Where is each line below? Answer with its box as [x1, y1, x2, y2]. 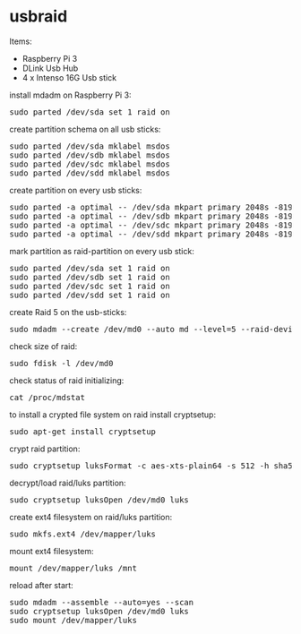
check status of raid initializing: [9, 374, 125, 386]
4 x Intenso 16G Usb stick [21, 72, 117, 82]
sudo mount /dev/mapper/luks [9, 615, 137, 625]
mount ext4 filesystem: [9, 545, 94, 556]
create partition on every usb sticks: [9, 184, 142, 195]
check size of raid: [9, 340, 78, 351]
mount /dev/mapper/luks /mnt [9, 562, 137, 573]
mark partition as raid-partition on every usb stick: [9, 245, 194, 256]
